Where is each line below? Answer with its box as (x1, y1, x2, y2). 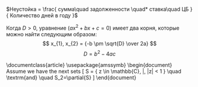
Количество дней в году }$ (9, 12, 78, 19)
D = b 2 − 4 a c (83, 49, 116, 57)
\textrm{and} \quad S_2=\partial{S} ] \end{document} (6, 74, 136, 81)
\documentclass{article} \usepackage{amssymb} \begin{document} (6, 62, 173, 69)
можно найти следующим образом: (6, 30, 97, 38)
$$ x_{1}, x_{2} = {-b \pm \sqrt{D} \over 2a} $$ (42, 40, 157, 47)
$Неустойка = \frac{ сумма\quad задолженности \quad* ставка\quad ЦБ (6, 6, 189, 12)
